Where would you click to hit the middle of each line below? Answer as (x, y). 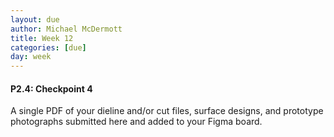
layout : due (35, 19)
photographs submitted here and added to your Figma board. (136, 122)
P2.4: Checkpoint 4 (51, 88)
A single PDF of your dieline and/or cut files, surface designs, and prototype (167, 111)
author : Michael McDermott (66, 29)
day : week (31, 57)
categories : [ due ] (48, 47)
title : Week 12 (42, 38)
